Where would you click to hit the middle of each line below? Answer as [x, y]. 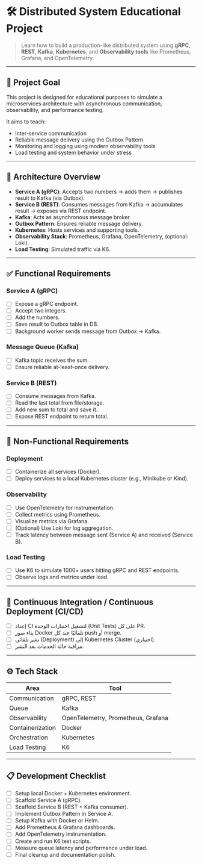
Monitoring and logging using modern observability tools [85, 146]
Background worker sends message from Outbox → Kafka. [88, 331]
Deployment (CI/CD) [45, 611]
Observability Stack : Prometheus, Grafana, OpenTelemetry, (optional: [102, 236]
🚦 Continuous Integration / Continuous [80, 602]
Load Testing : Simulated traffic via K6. [63, 249]
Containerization [32, 728]
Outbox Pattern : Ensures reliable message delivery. [79, 223]
